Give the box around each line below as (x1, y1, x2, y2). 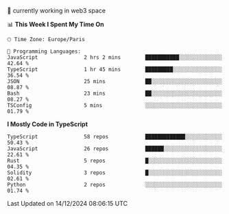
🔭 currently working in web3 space (7, 7, 106, 14)
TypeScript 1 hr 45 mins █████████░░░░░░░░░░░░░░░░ (7, 66, 223, 73)
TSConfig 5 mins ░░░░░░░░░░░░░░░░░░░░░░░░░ (7, 102, 223, 109)
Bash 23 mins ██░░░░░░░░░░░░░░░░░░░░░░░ (7, 90, 223, 97)
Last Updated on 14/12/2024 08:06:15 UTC (7, 200, 128, 207)
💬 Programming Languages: (7, 48, 81, 55)
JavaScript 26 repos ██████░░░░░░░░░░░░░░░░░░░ (7, 145, 223, 152)
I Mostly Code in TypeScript (7, 120, 88, 128)
